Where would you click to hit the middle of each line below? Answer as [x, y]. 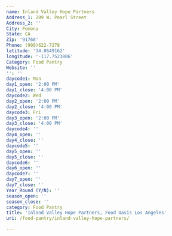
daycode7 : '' [22, 174]
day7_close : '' [25, 185]
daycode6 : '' [22, 163]
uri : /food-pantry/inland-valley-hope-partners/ [68, 219]
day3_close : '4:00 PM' [34, 124]
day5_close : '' [25, 157]
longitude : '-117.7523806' [40, 56]
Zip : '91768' [22, 40]
